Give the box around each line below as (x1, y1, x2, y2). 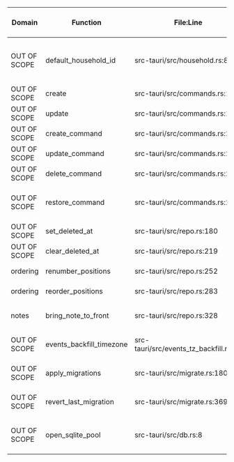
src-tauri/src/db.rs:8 (134, 430, 203, 440)
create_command (45, 129, 102, 138)
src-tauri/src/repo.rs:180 (134, 226, 218, 236)
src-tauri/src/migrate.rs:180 (134, 369, 228, 378)
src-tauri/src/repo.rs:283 (134, 286, 218, 295)
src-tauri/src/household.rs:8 (134, 56, 228, 65)
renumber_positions (45, 266, 111, 276)
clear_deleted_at (45, 247, 100, 256)
